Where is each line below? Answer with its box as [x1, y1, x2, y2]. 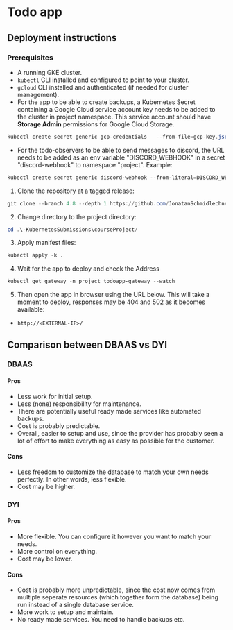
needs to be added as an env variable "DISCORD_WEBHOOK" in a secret [17, 153, 225, 162]
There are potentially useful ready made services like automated [17, 407, 202, 415]
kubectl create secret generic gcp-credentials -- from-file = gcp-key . [7, 133, 218, 140]
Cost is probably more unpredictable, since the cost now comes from [17, 586, 216, 594]
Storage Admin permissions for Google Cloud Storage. [17, 119, 175, 128]
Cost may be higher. [17, 482, 75, 491]
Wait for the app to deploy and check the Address [17, 264, 159, 273]
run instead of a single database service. [17, 601, 134, 609]
